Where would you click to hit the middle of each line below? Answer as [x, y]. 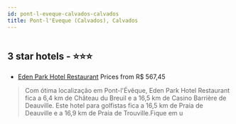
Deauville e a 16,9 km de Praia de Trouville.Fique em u [104, 113]
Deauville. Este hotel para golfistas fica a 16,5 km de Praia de [114, 106]
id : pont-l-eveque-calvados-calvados [63, 14]
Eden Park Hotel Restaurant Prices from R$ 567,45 [91, 77]
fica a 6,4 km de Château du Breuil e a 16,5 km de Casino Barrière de [125, 98]
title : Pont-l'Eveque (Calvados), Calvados [73, 21]
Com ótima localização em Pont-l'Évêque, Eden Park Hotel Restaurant [127, 91]
